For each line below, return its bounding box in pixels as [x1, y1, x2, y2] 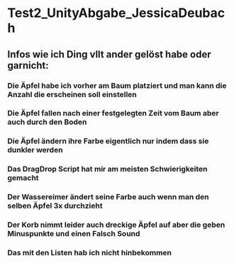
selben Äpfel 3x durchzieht [7, 201, 103, 211]
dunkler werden [7, 145, 63, 155]
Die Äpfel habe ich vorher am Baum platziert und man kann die [7, 80, 227, 90]
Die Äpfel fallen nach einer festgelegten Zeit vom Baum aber [7, 108, 219, 118]
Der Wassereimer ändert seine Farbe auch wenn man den [7, 192, 209, 202]
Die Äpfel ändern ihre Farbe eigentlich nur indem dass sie [7, 136, 209, 146]
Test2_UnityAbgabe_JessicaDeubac [7, 5, 225, 21]
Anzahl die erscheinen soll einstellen [7, 89, 137, 99]
